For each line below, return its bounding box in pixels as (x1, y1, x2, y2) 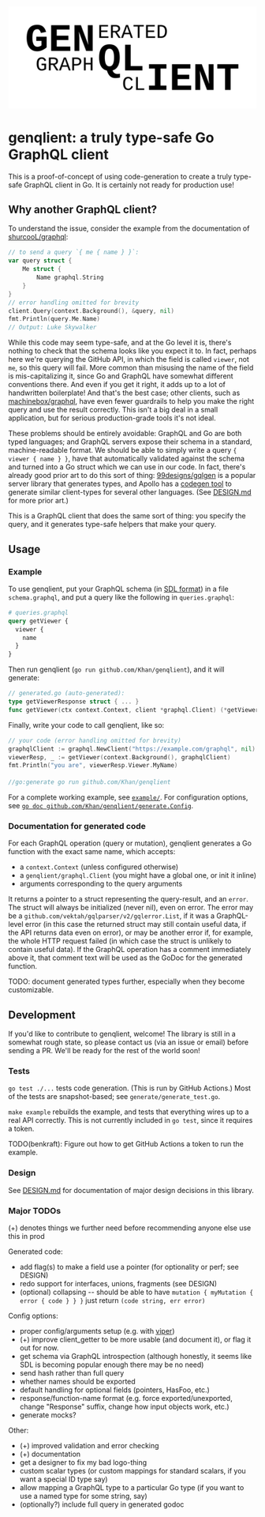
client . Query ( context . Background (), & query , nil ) (8, 307, 175, 314)
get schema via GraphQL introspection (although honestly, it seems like (19, 1352, 252, 1361)
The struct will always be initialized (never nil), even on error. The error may (8, 903, 254, 913)
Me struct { (22, 265, 62, 273)
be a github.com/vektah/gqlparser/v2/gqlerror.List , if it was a (8, 911, 215, 920)
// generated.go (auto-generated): (8, 690, 125, 698)
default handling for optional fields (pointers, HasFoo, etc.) (19, 1385, 211, 1395)
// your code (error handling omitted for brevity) (8, 736, 181, 744)
